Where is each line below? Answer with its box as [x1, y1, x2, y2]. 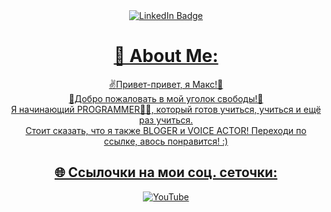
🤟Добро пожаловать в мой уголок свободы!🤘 [68, 92, 264, 104]
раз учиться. [138, 114, 193, 126]
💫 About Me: [113, 45, 219, 68]
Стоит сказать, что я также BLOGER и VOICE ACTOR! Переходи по [25, 124, 307, 136]
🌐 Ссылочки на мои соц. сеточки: [54, 164, 278, 181]
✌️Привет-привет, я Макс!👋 [108, 78, 224, 90]
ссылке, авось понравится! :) [103, 135, 229, 147]
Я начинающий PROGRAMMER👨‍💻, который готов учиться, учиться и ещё [11, 103, 321, 115]
